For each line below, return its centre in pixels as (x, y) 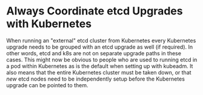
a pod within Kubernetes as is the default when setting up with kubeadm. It (100, 66)
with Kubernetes (49, 24)
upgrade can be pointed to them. (47, 85)
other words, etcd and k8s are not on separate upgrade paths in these (94, 53)
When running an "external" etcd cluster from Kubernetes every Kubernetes (101, 40)
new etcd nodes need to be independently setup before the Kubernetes (95, 79)
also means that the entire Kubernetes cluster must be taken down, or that (99, 72)
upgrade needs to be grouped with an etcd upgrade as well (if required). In (100, 47)
